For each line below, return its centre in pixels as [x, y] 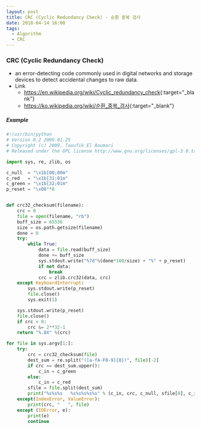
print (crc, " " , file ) [59, 405]
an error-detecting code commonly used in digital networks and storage [103, 73]
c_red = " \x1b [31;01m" [37, 178]
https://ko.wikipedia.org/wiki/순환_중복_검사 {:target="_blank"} [99, 106]
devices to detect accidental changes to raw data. [77, 80]
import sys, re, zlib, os [38, 162]
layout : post [22, 12]
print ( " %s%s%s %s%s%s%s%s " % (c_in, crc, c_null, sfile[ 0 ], [107, 394]
